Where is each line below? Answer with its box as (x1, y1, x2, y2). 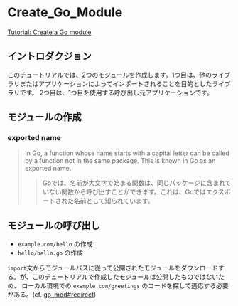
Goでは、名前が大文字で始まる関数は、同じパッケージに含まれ (42, 179, 225, 187)
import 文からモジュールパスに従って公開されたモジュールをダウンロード (7, 264, 219, 273)
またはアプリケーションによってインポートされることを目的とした (19, 79, 212, 88)
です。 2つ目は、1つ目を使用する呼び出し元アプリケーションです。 (19, 88, 214, 97)
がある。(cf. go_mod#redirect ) (7, 290, 97, 299)
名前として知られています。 (73, 196, 154, 205)
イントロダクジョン (7, 51, 92, 63)
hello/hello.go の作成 (17, 248, 83, 257)
